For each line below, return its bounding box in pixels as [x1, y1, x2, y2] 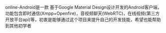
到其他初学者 [5, 23, 31, 29]
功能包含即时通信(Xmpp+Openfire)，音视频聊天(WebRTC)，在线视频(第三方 [5, 10, 160, 16]
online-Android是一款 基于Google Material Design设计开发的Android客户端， [5, 4, 162, 10]
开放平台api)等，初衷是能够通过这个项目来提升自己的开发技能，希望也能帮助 [5, 17, 161, 22]
